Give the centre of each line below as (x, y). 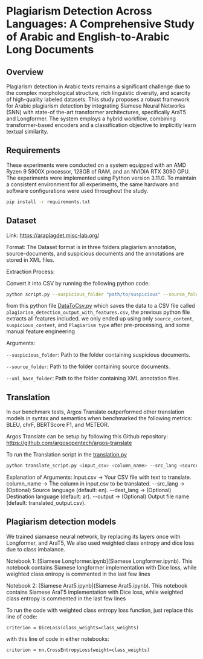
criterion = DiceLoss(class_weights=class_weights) (72, 628)
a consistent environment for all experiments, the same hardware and (93, 184)
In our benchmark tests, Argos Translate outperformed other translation (95, 412)
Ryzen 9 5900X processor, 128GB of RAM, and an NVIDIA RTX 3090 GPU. (98, 171)
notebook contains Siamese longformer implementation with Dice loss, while (101, 567)
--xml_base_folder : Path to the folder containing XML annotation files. (93, 378)
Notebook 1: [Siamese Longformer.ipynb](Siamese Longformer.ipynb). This (99, 561)
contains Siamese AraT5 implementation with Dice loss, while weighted (95, 592)
